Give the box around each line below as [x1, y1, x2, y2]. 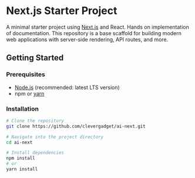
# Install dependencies [6, 150, 65, 156]
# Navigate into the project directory [6, 133, 104, 140]
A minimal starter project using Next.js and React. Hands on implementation [6, 23, 189, 30]
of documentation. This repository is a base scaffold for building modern [6, 29, 182, 36]
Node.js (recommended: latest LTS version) [14, 84, 120, 91]
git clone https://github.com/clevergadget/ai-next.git [6, 123, 146, 129]
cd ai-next [6, 139, 33, 145]
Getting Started [6, 53, 64, 63]
